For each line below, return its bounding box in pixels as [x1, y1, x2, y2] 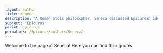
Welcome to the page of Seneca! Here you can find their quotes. [5, 43, 134, 48]
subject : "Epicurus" [5, 20, 47, 26]
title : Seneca [5, 12, 34, 16]
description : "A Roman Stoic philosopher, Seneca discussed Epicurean [5, 16, 151, 21]
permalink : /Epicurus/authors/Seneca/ [5, 29, 83, 34]
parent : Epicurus [5, 25, 40, 30]
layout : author [5, 7, 36, 12]
